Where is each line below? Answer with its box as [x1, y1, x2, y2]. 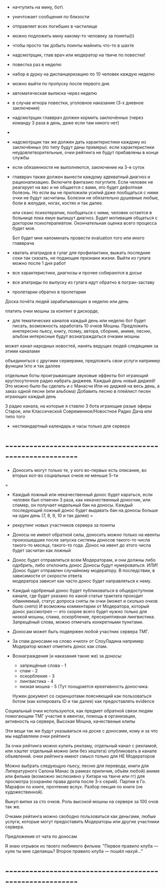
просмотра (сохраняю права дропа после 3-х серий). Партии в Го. [5, 778, 146, 784]
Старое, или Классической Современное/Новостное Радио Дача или [5, 408, 152, 414]
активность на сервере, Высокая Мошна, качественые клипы [5, 718, 135, 724]
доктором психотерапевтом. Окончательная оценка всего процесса [12, 220, 157, 226]
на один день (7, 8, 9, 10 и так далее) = [12, 512, 94, 518]
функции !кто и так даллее [5, 363, 61, 369]
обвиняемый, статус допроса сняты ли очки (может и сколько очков [12, 598, 158, 604]
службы [12, 155, 30, 160]
